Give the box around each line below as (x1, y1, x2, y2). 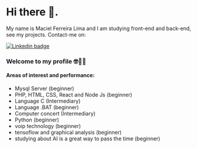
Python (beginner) (14, 116, 60, 123)
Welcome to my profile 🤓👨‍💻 (6, 57, 87, 65)
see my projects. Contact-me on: (6, 31, 87, 38)
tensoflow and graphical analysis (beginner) (14, 129, 122, 136)
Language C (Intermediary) (14, 97, 81, 105)
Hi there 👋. (6, 5, 59, 19)
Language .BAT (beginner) (14, 104, 79, 111)
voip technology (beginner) (14, 123, 81, 130)
